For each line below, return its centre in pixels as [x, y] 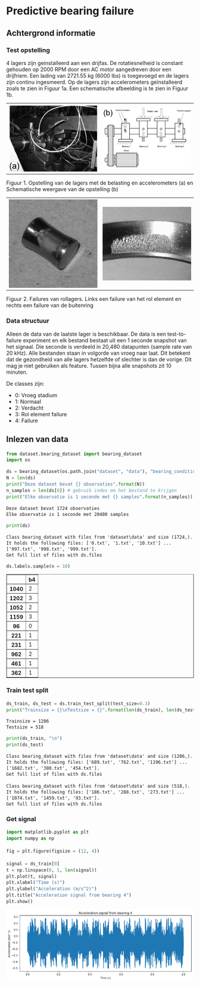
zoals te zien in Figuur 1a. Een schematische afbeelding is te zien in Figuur [97, 88]
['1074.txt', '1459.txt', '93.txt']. [53, 798]
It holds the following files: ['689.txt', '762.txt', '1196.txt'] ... [97, 763]
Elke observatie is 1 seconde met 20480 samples [68, 514]
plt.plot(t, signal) [32, 876]
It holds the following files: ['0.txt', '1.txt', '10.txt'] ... [89, 543]
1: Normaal [28, 401]
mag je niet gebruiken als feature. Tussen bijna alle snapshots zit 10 [89, 365]
